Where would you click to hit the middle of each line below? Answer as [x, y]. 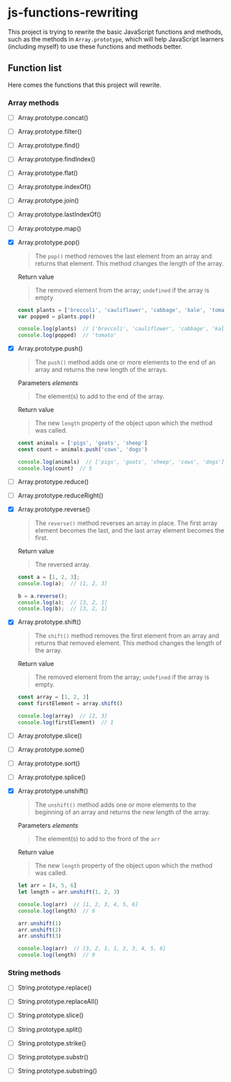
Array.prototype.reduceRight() [60, 495]
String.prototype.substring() [57, 1070]
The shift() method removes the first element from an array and [127, 636]
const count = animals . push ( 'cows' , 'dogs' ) [82, 450]
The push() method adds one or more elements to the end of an [125, 362]
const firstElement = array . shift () [70, 704]
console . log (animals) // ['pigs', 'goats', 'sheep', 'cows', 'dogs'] [121, 462]
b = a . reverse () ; [43, 596]
